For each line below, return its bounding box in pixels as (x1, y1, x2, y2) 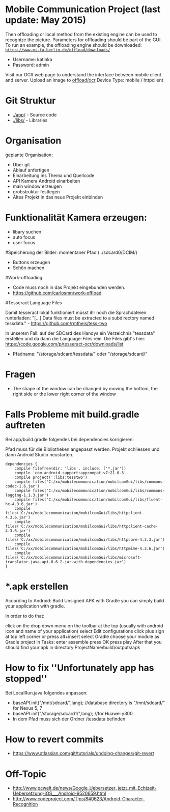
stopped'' (5, 673, 47, 684)
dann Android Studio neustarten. (5, 451, 74, 457)
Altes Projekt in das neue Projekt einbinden (12, 194, 103, 200)
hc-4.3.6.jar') (5, 501, 38, 507)
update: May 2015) (5, 14, 87, 26)
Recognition (12, 801, 38, 807)
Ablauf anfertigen (12, 167, 50, 173)
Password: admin (12, 62, 49, 68)
